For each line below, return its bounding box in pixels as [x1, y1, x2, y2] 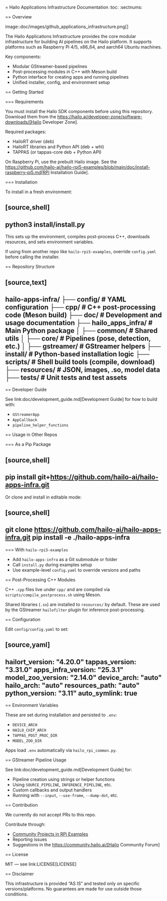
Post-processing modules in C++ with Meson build [12, 69, 117, 75]
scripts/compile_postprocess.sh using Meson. [5, 592, 101, 598]
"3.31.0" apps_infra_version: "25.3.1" [5, 665, 124, 674]
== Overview [5, 14, 32, 20]
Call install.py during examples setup [12, 562, 92, 568]
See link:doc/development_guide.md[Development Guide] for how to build [5, 396, 158, 402]
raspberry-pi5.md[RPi [5, 170, 50, 175]
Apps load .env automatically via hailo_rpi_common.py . [5, 747, 117, 753]
